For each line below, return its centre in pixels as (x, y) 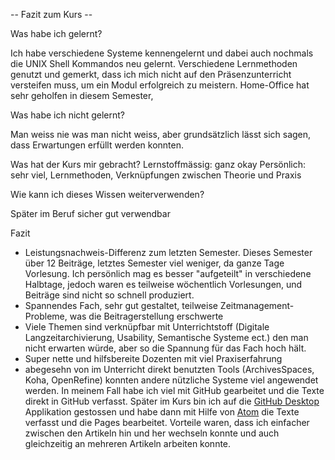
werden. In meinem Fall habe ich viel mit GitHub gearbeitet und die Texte (174, 390)
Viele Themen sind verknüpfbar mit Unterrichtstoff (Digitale (147, 327)
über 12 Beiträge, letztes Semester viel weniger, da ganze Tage (154, 263)
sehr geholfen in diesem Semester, (82, 95)
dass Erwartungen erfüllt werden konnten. (97, 145)
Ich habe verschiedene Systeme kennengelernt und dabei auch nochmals (162, 53)
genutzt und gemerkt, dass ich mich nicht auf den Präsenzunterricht (151, 74)
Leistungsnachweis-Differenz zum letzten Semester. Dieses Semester (168, 252)
